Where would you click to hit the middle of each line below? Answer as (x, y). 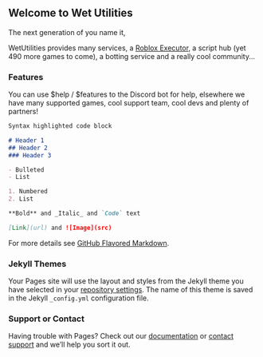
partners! (23, 112)
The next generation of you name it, (67, 32)
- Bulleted (26, 170)
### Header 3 (30, 155)
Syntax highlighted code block (60, 126)
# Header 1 (26, 140)
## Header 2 (28, 148)
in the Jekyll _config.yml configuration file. (79, 298)
